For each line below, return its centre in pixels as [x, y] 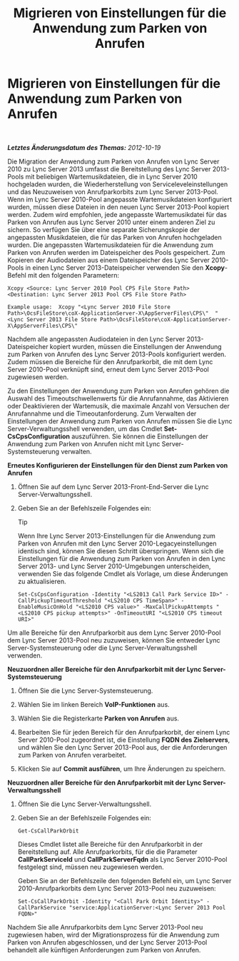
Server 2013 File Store [62, 319]
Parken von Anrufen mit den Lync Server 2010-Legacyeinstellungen [117, 543]
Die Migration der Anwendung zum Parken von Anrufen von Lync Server [113, 161]
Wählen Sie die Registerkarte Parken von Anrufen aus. [98, 718]
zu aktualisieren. [42, 581]
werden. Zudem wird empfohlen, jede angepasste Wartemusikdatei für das [117, 214]
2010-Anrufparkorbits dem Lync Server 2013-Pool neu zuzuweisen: [117, 888]
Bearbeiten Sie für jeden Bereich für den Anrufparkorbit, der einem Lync [124, 732]
